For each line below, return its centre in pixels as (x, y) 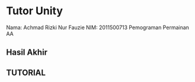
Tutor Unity (35, 11)
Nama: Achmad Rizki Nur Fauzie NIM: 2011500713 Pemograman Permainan (98, 27)
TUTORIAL (26, 72)
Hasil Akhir (27, 53)
